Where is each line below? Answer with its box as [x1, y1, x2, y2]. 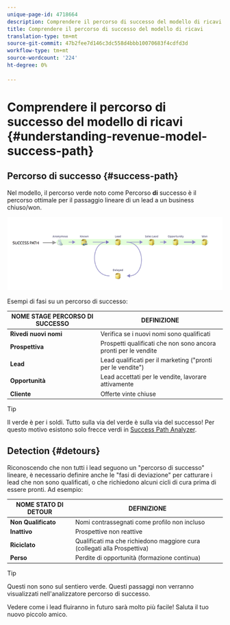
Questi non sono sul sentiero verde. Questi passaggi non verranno [7, 582, 194, 590]
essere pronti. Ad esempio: [7, 485, 84, 493]
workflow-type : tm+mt [7, 47, 69, 54]
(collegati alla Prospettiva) [75, 544, 149, 552]
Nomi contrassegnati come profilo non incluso [75, 518, 205, 526]
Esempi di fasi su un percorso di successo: [7, 297, 128, 305]
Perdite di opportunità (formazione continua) [75, 554, 201, 562]
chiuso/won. [7, 203, 42, 211]
